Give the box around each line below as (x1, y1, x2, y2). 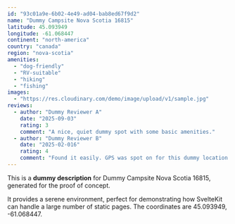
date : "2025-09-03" (20, 115, 77, 122)
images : (7, 89, 30, 96)
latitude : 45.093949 (7, 23, 68, 30)
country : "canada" (7, 43, 61, 50)
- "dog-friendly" (13, 63, 65, 70)
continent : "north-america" (7, 37, 90, 44)
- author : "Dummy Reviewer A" (13, 108, 102, 116)
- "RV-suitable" (13, 69, 61, 76)
